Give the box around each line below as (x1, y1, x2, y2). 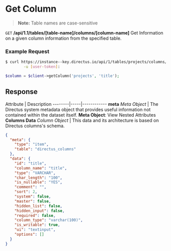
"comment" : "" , (14, 184, 47, 190)
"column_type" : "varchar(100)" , (14, 217, 83, 223)
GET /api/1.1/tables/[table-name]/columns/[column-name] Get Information (5, 30, 164, 36)
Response (5, 88, 38, 96)
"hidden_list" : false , (14, 203, 63, 209)
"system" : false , (14, 194, 51, 199)
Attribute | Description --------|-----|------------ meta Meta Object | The (5, 101, 159, 107)
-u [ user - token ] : (23, 64, 60, 69)
